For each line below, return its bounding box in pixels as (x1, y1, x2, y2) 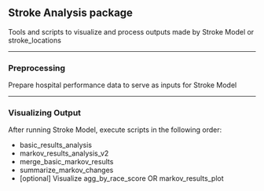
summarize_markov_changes (19, 165, 114, 175)
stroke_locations (8, 35, 61, 45)
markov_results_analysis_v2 (19, 149, 109, 158)
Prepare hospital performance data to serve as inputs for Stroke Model (8, 80, 237, 90)
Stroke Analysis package (8, 6, 134, 20)
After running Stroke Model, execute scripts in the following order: (8, 125, 222, 134)
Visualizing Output (8, 108, 81, 119)
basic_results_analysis (19, 141, 93, 150)
